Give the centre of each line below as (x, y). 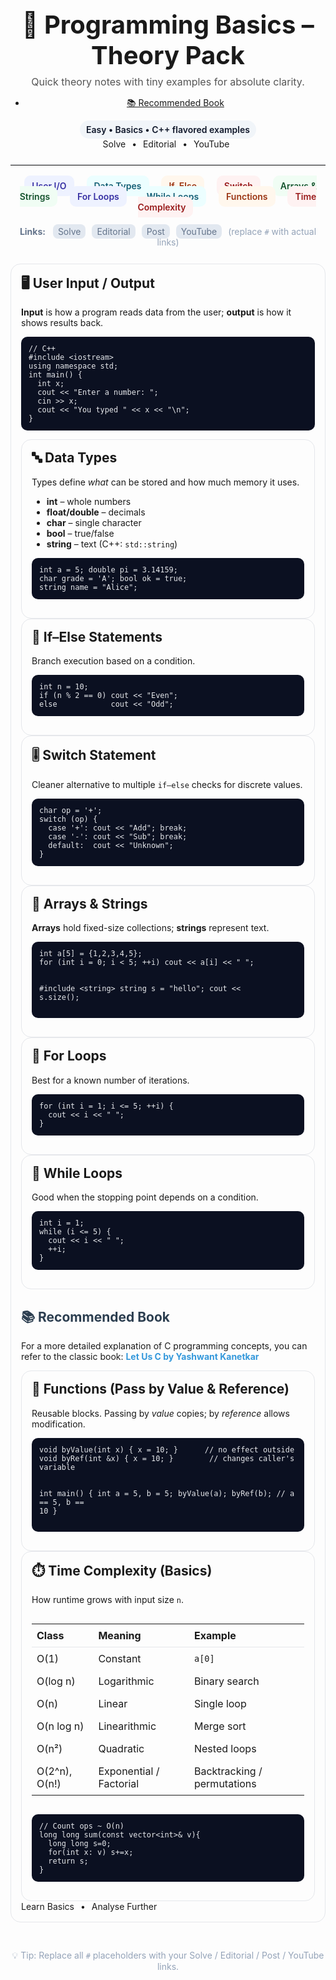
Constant (120, 1659)
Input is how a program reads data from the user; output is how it (156, 312)
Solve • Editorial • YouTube (166, 144)
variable (57, 1467)
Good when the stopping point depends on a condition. (145, 1197)
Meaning (120, 1636)
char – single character (94, 522)
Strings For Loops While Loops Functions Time (168, 196)
